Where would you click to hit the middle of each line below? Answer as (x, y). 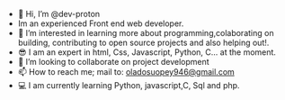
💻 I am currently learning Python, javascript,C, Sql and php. (129, 85)
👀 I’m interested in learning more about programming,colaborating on (146, 33)
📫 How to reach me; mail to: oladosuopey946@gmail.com (126, 72)
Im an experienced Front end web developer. (101, 23)
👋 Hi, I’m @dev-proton (59, 14)
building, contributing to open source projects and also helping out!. (143, 42)
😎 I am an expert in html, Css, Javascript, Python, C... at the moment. (147, 52)
